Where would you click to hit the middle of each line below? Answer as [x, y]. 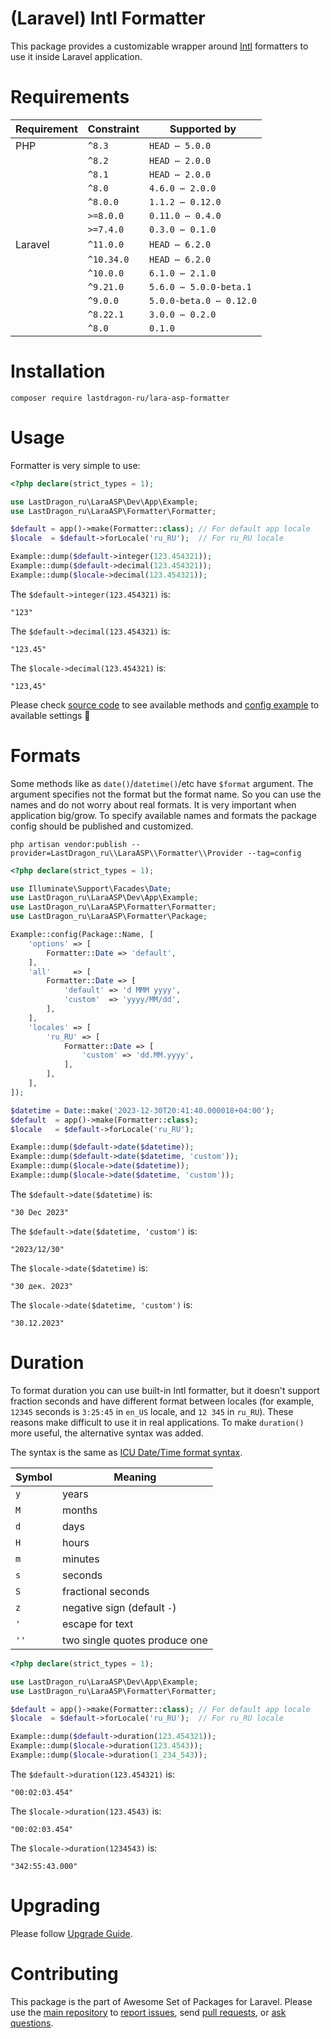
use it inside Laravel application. [76, 56]
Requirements [70, 97]
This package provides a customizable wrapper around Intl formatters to [159, 46]
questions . [32, 2023]
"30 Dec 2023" [40, 1212]
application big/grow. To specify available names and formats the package [163, 815]
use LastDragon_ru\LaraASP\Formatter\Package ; [109, 917]
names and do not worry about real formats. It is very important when [153, 804]
